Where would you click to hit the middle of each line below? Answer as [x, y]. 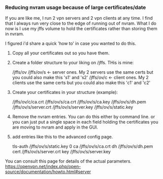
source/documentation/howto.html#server [48, 172]
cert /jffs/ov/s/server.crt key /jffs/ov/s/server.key [61, 152]
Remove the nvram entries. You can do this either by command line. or [83, 117]
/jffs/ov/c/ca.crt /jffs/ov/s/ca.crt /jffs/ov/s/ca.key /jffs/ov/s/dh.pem [79, 102]
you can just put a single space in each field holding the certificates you [85, 122]
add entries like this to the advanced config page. [63, 137]
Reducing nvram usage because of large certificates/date [76, 7]
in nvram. [15, 34]
